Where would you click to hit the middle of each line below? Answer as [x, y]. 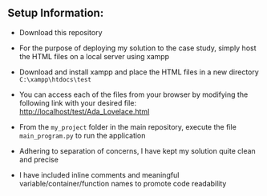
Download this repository [61, 32]
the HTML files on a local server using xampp [94, 56]
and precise [39, 159]
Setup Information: [56, 13]
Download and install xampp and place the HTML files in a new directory [139, 72]
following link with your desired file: [78, 102]
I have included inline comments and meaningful [99, 174]
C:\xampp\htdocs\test [55, 79]
